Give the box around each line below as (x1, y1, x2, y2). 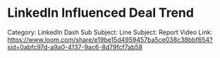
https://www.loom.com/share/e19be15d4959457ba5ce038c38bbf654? (7, 35, 213, 43)
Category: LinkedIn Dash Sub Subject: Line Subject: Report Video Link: (7, 28, 213, 36)
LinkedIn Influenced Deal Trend (7, 5, 194, 21)
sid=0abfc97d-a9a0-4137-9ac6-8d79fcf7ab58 (7, 43, 143, 51)
